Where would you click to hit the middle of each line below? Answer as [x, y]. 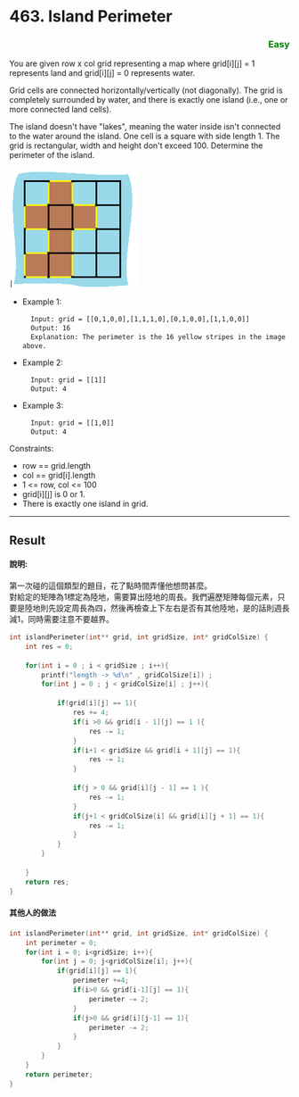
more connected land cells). [61, 110]
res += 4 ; [91, 713]
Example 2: [43, 362]
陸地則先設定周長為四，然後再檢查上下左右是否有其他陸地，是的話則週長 [157, 608]
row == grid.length [57, 466]
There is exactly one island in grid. [85, 504]
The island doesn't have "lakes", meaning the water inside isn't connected [145, 127]
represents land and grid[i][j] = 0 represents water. [102, 73]
